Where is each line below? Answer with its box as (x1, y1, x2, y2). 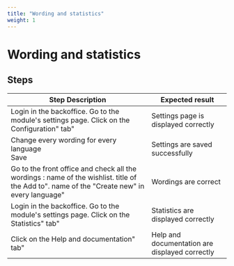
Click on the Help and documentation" (10, 234, 136, 244)
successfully (151, 148, 193, 158)
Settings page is (151, 110, 204, 120)
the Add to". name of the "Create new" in (10, 181, 145, 191)
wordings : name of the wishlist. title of (10, 172, 137, 182)
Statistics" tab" (10, 218, 60, 228)
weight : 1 (7, 17, 36, 24)
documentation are (151, 238, 214, 248)
